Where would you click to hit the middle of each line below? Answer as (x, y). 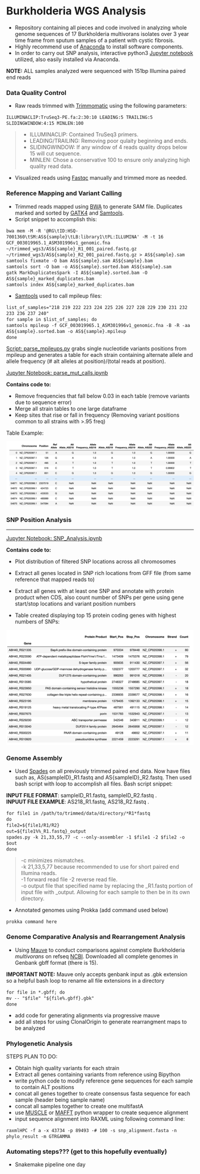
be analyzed (30, 1028)
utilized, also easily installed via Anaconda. (67, 59)
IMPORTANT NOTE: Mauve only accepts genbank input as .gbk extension (97, 974)
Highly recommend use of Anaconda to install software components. (99, 47)
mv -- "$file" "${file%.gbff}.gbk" (50, 998)
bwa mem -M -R (24, 231)
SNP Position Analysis (39, 519)
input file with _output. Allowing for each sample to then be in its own (105, 892)
